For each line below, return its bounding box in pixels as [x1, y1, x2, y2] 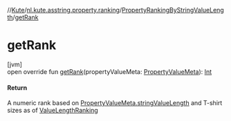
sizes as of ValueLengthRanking [7, 106, 98, 115]
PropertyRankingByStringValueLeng [121, 6, 225, 14]
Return [7, 83, 28, 92]
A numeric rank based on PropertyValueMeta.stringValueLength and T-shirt [7, 99, 223, 107]
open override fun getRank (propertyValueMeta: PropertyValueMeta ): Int [7, 67, 212, 75]
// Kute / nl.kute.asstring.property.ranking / [7, 6, 122, 14]
